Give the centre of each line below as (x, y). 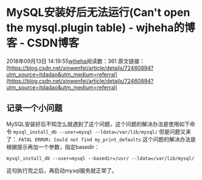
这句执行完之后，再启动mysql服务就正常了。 (62, 170)
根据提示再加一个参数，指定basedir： (53, 146)
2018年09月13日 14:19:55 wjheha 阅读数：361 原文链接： (75, 61)
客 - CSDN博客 (43, 43)
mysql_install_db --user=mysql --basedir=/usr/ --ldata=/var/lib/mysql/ (100, 158)
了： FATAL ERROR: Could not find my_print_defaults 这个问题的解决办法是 (101, 139)
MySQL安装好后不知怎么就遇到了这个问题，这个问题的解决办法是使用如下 (98, 124)
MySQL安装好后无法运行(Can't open (98, 13)
